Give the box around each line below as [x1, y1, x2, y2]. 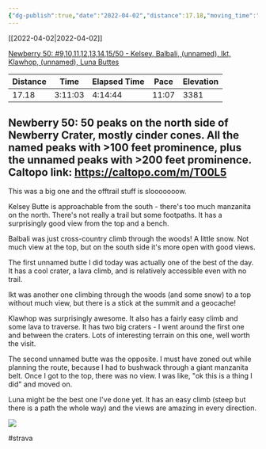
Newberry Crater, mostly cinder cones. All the [8, 128, 240, 143]
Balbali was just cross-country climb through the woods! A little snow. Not [8, 234, 249, 244]
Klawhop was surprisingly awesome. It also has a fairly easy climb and [8, 314, 239, 323]
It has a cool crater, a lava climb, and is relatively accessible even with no [8, 266, 247, 276]
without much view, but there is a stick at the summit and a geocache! [8, 299, 236, 308]
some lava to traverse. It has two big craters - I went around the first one [8, 322, 245, 332]
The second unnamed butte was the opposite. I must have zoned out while [8, 354, 252, 364]
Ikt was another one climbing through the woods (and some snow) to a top [8, 290, 252, 299]
